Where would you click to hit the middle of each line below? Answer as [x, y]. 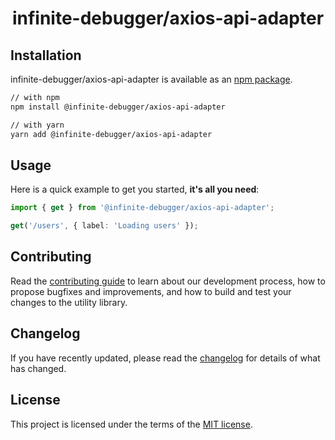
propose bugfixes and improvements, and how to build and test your [151, 291]
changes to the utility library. [69, 302]
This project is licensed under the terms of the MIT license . [131, 424]
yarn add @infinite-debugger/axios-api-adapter [111, 134]
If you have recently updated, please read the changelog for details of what [165, 358]
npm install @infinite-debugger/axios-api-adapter [118, 107]
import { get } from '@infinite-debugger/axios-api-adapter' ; [142, 208]
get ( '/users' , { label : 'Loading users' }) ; [104, 226]
